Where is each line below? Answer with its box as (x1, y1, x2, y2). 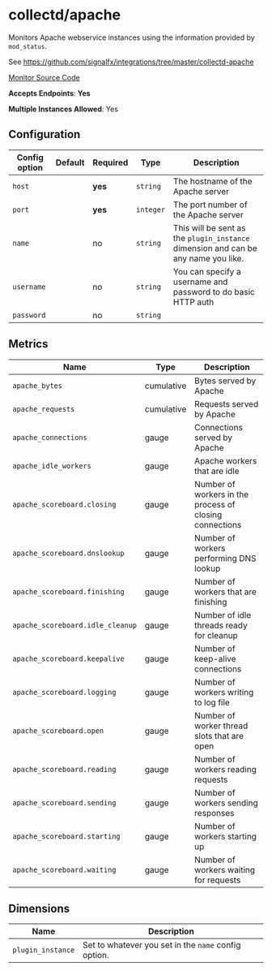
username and (172, 276, 228, 287)
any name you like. (172, 252, 244, 264)
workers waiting (193, 864, 256, 875)
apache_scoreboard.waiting (12, 865, 117, 874)
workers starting (193, 831, 257, 842)
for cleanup (193, 629, 239, 641)
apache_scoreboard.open (12, 726, 104, 736)
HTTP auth (172, 296, 215, 308)
